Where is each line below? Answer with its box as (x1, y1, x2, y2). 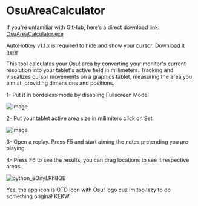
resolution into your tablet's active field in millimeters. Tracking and (6, 66, 174, 73)
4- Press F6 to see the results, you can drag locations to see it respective (6, 156, 190, 164)
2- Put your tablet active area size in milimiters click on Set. (6, 115, 154, 122)
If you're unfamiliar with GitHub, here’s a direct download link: (6, 24, 160, 31)
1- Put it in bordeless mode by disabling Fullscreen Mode (6, 91, 148, 98)
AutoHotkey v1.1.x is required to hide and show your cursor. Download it (6, 42, 185, 49)
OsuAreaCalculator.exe (6, 30, 64, 37)
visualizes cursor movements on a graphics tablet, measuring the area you (6, 73, 193, 80)
